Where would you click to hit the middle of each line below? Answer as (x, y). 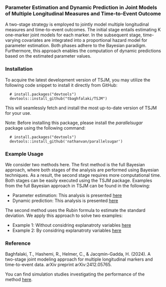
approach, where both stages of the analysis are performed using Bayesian (82, 170)
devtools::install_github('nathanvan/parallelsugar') (66, 141)
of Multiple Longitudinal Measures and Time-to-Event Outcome (83, 13)
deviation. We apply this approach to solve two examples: (64, 215)
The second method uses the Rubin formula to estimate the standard (75, 210)
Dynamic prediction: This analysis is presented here (65, 201)
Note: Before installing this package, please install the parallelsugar (74, 123)
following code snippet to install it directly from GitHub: (61, 85)
